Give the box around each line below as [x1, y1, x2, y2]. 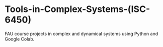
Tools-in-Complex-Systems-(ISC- [5, 3, 150, 15]
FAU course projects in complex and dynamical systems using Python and [5, 30, 158, 36]
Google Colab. [5, 36, 35, 42]
